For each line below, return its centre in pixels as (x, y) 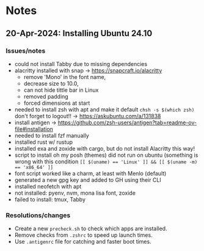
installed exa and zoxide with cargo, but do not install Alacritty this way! (104, 148)
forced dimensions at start (57, 103)
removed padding (46, 96)
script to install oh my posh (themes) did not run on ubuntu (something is (106, 155)
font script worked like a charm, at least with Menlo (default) (90, 173)
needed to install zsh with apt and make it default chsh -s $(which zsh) (104, 109)
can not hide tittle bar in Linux (61, 90)
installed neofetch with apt (48, 186)
